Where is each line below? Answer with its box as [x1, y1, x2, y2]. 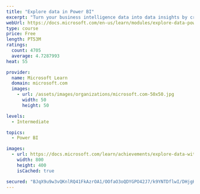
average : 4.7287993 [11, 53, 60, 59]
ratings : [6, 42, 28, 48]
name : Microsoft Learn [11, 75, 68, 81]
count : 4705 [11, 48, 42, 54]
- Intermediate [11, 118, 49, 125]
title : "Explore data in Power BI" [6, 8, 95, 15]
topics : [6, 129, 26, 136]
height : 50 [21, 102, 49, 108]
